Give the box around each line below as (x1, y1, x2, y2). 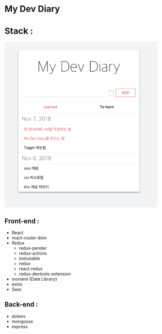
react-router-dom (11, 235, 47, 241)
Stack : (4, 26, 33, 37)
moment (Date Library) (11, 276, 57, 282)
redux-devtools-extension (18, 271, 71, 277)
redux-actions (18, 251, 47, 256)
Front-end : (4, 217, 39, 225)
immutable (18, 255, 40, 261)
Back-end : (4, 301, 38, 309)
